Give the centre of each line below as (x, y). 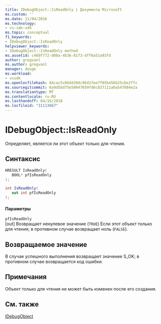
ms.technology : (21, 23)
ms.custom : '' (20, 14)
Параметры (18, 208)
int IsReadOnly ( (22, 188)
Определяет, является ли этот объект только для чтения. (65, 144)
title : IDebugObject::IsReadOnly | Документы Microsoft (64, 10)
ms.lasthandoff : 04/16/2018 (34, 101)
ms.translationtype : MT (30, 92)
